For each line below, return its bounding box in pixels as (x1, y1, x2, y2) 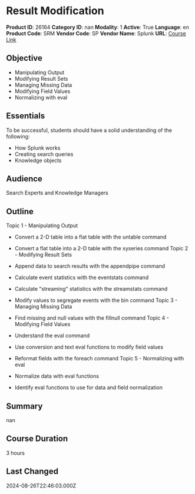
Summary (6, 401, 43, 411)
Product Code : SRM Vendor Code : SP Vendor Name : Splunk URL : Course (6, 29, 187, 37)
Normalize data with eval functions (14, 373, 99, 380)
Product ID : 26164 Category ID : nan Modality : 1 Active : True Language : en (6, 24, 190, 31)
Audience (6, 174, 43, 184)
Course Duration (6, 434, 68, 444)
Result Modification (6, 4, 104, 18)
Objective (6, 53, 43, 63)
